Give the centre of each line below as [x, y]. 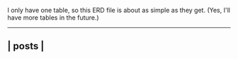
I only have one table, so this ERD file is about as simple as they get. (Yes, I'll [119, 10]
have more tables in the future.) [53, 18]
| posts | [26, 46]
